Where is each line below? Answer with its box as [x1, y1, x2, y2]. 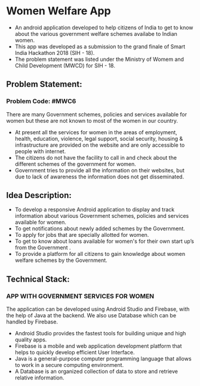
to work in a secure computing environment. [14, 362, 124, 369]
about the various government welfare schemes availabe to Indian [14, 30, 178, 37]
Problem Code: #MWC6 [6, 97, 76, 106]
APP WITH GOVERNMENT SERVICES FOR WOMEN [6, 292, 155, 300]
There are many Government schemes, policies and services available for [6, 110, 187, 118]
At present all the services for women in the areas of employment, [14, 128, 177, 135]
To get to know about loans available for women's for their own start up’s [14, 237, 195, 245]
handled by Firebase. [6, 318, 59, 326]
